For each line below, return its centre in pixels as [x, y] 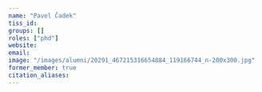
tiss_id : [23, 23]
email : [19, 53]
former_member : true [43, 68]
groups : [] [26, 30]
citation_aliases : [39, 75]
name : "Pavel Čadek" [43, 16]
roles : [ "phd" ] [34, 38]
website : [23, 46]
